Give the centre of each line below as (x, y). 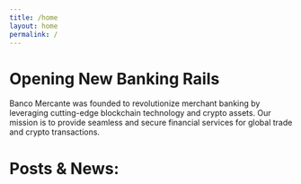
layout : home (34, 26)
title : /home (34, 18)
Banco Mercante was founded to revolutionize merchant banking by (135, 103)
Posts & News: (64, 168)
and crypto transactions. (55, 132)
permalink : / (34, 34)
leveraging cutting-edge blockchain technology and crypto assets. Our (140, 113)
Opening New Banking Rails (115, 79)
